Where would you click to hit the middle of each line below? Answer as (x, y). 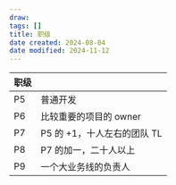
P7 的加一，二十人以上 (88, 150)
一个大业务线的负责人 (86, 167)
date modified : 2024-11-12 (59, 51)
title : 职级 (30, 34)
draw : (19, 17)
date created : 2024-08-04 (57, 42)
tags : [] (25, 26)
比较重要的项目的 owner (91, 117)
